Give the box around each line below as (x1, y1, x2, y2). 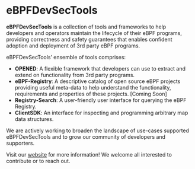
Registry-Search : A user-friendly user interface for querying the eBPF (14, 96, 187, 104)
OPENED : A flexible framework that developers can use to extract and (14, 65, 186, 72)
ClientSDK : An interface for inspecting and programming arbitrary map (14, 109, 188, 116)
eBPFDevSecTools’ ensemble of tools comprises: (6, 53, 126, 60)
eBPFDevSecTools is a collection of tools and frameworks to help (6, 23, 167, 30)
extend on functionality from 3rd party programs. (14, 71, 135, 78)
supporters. (6, 139, 34, 146)
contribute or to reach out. (6, 157, 71, 164)
